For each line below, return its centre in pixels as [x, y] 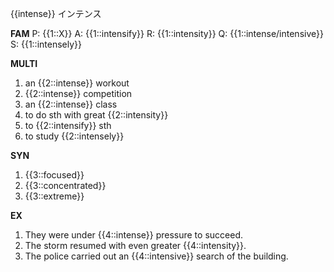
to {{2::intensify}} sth [68, 125]
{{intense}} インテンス [56, 13]
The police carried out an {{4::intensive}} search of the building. [156, 256]
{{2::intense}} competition [78, 93]
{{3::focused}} [54, 175]
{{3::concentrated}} [65, 185]
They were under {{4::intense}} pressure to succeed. [133, 235]
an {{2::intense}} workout [77, 83]
